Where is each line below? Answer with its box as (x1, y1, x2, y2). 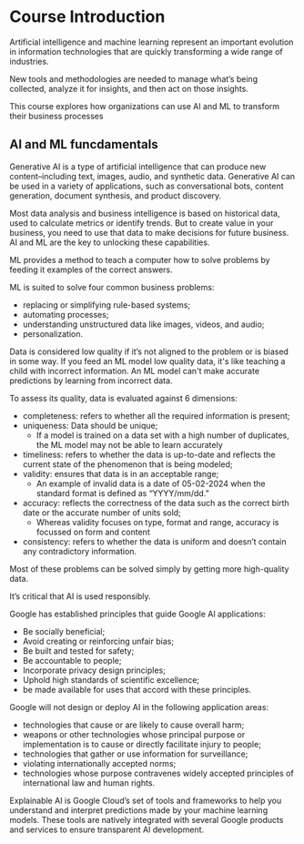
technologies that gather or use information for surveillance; (22, 748, 248, 759)
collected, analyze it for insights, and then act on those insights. (9, 83, 248, 94)
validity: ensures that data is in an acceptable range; (22, 468, 219, 479)
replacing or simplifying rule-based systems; (22, 299, 191, 310)
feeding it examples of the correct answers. (9, 264, 173, 275)
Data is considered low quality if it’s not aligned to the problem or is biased (9, 346, 289, 357)
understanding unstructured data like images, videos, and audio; (22, 319, 265, 330)
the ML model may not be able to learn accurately (35, 439, 223, 450)
